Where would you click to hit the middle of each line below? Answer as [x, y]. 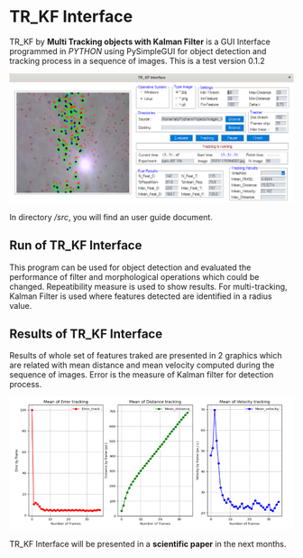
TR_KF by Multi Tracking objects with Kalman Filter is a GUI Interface [140, 42]
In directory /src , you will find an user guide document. [111, 217]
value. [21, 305]
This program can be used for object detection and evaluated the [130, 267]
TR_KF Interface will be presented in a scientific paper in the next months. [148, 544]
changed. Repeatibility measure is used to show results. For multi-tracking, [148, 286]
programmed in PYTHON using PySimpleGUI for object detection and [138, 51]
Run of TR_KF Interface [76, 246]
